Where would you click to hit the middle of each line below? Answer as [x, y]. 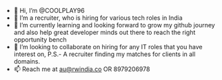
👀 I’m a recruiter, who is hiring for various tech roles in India [98, 18]
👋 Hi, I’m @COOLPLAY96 [49, 11]
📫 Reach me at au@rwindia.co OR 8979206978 [82, 69]
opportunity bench [40, 40]
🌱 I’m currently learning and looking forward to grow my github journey [114, 25]
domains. [27, 61]
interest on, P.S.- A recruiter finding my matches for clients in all [104, 54]
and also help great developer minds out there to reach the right [104, 32]
